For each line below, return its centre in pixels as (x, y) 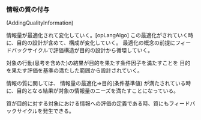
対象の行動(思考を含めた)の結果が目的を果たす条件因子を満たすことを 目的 (98, 63)
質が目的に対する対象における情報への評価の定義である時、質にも (88, 104)
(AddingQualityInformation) (40, 23)
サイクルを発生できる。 (46, 111)
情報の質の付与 (28, 9)
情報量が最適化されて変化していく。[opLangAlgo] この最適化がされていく (97, 35)
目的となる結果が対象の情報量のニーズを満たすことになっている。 (97, 91)
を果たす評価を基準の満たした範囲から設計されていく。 (74, 71)
